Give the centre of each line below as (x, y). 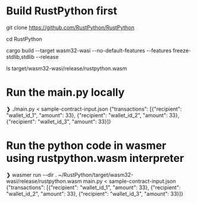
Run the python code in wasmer (86, 146)
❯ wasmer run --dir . (32, 174)
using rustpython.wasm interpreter (95, 158)
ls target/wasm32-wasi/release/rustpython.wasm (67, 68)
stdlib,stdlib (20, 57)
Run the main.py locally (65, 93)
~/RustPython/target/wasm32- (96, 174)
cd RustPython (24, 39)
